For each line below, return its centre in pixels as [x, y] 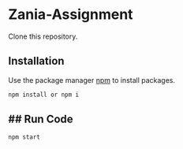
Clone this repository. [43, 36]
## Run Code [41, 119]
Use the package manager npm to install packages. [92, 80]
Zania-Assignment [71, 15]
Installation [36, 61]
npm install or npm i [44, 95]
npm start [24, 137]
